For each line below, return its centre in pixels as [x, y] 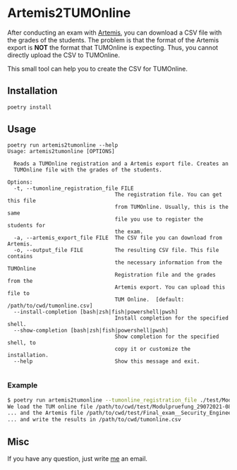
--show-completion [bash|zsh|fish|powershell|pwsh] [91, 331]
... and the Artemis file [45, 413]
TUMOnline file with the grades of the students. [88, 170]
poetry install [30, 107]
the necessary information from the [168, 263]
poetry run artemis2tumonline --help [63, 145]
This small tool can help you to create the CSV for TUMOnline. [98, 68]
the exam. [129, 232]
